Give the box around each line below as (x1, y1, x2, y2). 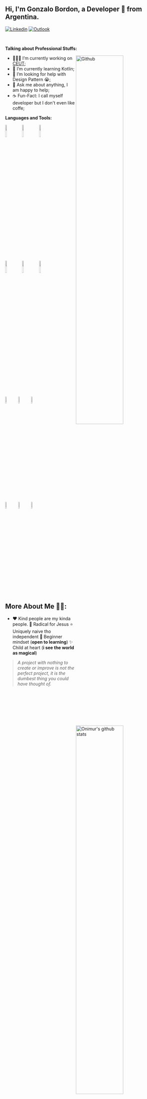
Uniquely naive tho (12, 628, 51, 634)
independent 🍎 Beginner (12, 633, 63, 640)
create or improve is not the (17, 665, 75, 671)
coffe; (12, 105, 25, 111)
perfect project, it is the (17, 670, 66, 676)
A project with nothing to (17, 659, 68, 665)
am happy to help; (12, 87, 50, 93)
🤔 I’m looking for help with (12, 71, 66, 77)
